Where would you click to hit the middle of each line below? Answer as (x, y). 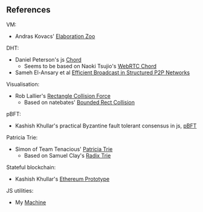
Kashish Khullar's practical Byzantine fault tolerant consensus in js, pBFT (106, 126)
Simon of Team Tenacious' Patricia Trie (64, 149)
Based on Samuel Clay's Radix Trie (67, 155)
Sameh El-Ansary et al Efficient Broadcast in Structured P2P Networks (102, 72)
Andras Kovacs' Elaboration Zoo (55, 36)
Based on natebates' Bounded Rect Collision (79, 102)
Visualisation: (23, 84)
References (28, 10)
